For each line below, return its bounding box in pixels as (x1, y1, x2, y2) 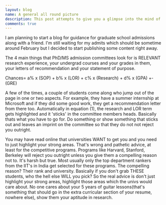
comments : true (5, 21, 37, 26)
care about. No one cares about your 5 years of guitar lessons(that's (5, 184, 145, 190)
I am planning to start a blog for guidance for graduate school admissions (5, 35, 155, 41)
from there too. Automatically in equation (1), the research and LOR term (5, 106, 152, 112)
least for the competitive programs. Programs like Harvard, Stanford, (5, 147, 145, 153)
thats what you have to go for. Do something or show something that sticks (5, 116, 159, 122)
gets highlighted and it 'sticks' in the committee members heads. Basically (5, 111, 157, 117)
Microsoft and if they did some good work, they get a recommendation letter (5, 100, 161, 107)
